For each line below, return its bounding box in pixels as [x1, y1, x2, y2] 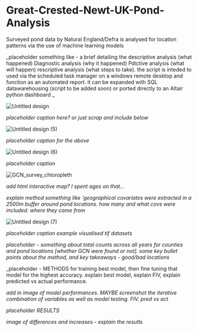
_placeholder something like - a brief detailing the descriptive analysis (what [6, 53, 192, 60]
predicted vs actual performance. [6, 277, 87, 284]
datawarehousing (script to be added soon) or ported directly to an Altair [6, 85, 183, 92]
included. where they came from [6, 206, 86, 213]
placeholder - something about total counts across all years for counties [6, 241, 183, 248]
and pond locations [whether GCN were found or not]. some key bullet [6, 247, 178, 254]
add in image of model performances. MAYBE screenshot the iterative [6, 289, 177, 296]
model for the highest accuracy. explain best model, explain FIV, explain [6, 271, 181, 278]
